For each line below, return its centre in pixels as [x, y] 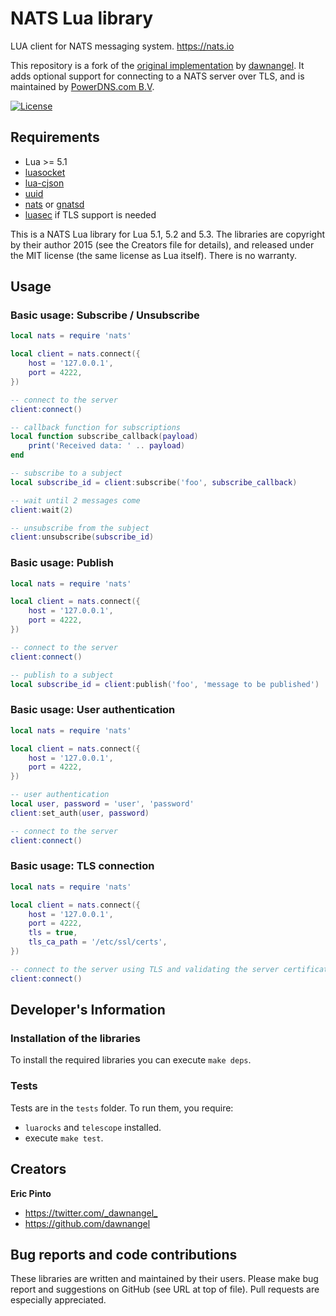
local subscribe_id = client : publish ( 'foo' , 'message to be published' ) [165, 684]
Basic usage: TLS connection [82, 866]
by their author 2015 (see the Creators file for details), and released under [162, 244]
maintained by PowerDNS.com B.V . [82, 86]
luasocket [45, 172]
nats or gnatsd [54, 204]
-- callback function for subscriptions [96, 427]
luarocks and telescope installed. [93, 1127]
